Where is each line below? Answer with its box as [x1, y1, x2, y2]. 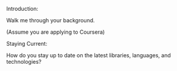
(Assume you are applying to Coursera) [6, 28, 105, 35]
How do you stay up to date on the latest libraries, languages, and [6, 52, 172, 59]
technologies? [6, 58, 42, 65]
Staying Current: [6, 40, 47, 47]
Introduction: [6, 5, 38, 12]
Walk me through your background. [6, 17, 95, 23]
